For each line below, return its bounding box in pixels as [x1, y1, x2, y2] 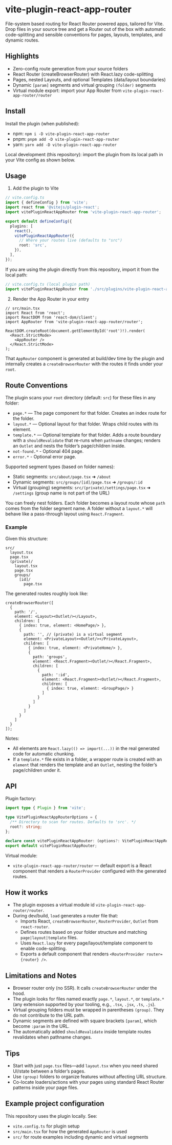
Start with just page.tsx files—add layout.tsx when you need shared [12, 1062, 158, 1068]
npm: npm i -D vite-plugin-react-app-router [12, 130, 110, 137]
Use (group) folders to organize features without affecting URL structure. [12, 1073, 167, 1080]
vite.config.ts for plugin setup [12, 1123, 80, 1129]
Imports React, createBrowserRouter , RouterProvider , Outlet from [20, 918, 159, 925]
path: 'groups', [32, 654, 68, 659]
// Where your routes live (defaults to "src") [18, 238, 123, 243]
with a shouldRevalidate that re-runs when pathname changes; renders [12, 437, 161, 444]
